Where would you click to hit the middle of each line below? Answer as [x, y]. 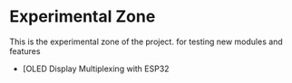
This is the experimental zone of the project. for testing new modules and [146, 41]
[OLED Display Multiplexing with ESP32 [96, 69]
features [25, 51]
